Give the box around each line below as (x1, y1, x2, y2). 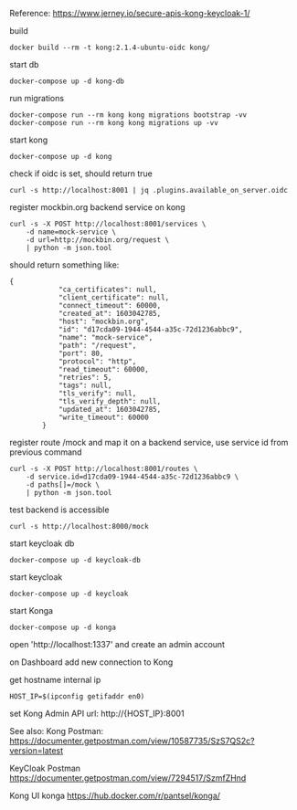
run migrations (9, 93, 65, 103)
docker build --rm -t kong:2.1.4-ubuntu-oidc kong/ (9, 43, 210, 52)
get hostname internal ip (9, 675, 101, 685)
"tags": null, (58, 381, 112, 390)
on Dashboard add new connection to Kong (9, 657, 174, 668)
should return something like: (9, 259, 120, 270)
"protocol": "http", (58, 357, 137, 366)
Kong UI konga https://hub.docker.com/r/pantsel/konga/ (9, 790, 221, 801)
